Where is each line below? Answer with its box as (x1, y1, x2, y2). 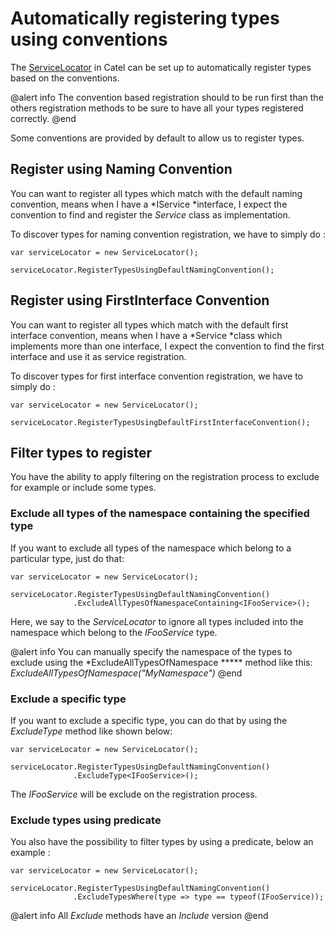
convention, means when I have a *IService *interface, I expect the (10, 198, 288, 210)
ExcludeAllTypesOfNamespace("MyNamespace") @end (10, 667, 243, 679)
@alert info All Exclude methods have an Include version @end (10, 910, 269, 922)
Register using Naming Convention (10, 161, 233, 178)
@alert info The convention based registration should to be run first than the (10, 91, 324, 103)
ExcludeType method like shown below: (10, 725, 173, 737)
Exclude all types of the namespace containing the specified (10, 507, 310, 521)
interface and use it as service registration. (10, 350, 187, 362)
